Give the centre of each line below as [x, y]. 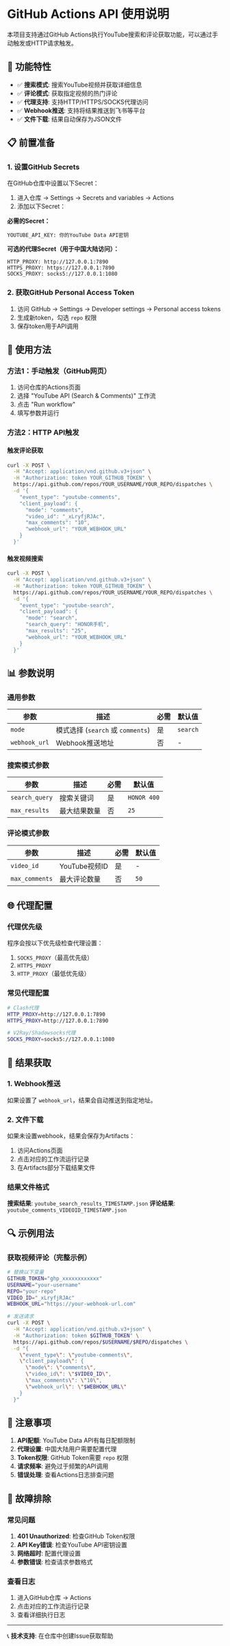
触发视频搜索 [25, 558]
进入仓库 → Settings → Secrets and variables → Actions [95, 198]
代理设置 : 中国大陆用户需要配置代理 [67, 1449]
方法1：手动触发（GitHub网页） [59, 371]
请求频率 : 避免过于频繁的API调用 [63, 1466]
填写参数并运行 [38, 413]
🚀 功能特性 [29, 67]
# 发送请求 [21, 1317]
